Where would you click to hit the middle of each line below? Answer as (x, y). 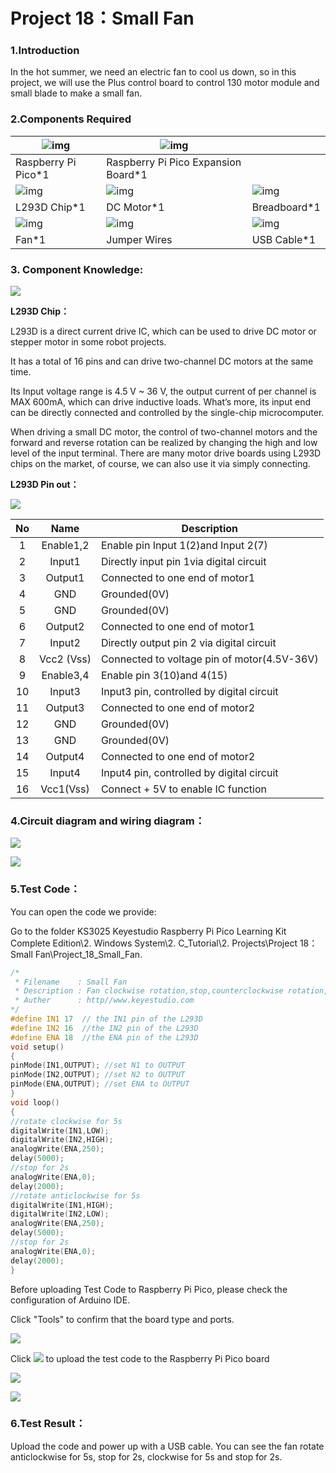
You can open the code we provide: (83, 911)
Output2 (65, 627)
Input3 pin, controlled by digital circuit (189, 692)
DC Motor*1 (135, 207)
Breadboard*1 (286, 207)
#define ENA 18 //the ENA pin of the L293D (104, 1037)
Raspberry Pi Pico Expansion (174, 162)
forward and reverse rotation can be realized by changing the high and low (164, 443)
